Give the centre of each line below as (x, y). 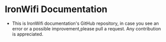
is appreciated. (28, 34)
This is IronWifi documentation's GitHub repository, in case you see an (85, 23)
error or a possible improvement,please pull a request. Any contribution (87, 28)
